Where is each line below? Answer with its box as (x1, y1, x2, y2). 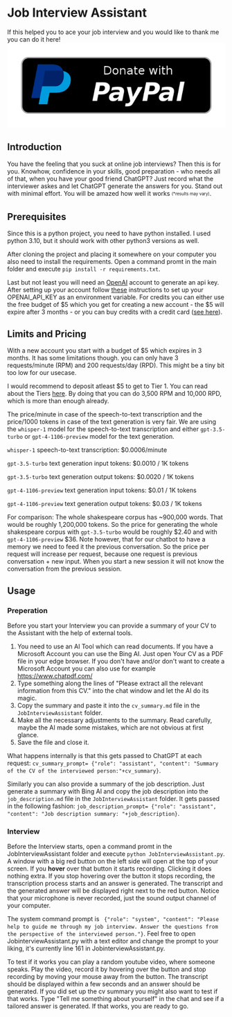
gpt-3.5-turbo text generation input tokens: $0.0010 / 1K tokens (7, 460, 189, 468)
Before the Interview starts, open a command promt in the (7, 842, 172, 851)
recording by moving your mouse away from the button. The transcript (7, 973, 208, 981)
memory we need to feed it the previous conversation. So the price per (7, 543, 209, 551)
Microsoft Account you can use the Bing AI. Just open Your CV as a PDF (17, 649, 224, 657)
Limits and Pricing (7, 328, 87, 339)
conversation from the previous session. (7, 564, 123, 573)
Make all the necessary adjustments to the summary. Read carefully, (17, 716, 213, 724)
